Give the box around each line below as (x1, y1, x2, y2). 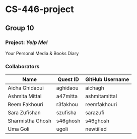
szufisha (56, 109, 77, 116)
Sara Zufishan (8, 109, 41, 116)
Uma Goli (8, 125, 30, 132)
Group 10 (5, 24, 34, 32)
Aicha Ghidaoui (8, 84, 44, 91)
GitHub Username (85, 76, 129, 83)
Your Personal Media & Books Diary (5, 50, 79, 56)
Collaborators (5, 63, 40, 70)
